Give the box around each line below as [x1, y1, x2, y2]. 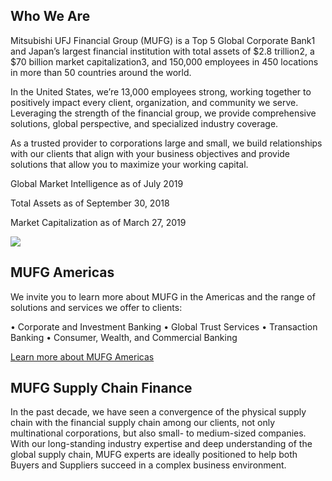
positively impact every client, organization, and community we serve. [10, 96, 299, 108]
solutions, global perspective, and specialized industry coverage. [10, 117, 279, 129]
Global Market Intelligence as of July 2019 [10, 177, 184, 189]
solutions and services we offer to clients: [10, 301, 183, 313]
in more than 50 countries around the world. [10, 66, 192, 78]
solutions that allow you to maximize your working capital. [10, 158, 249, 170]
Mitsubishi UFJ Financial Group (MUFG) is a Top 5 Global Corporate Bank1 [10, 34, 316, 46]
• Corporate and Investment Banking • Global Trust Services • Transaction [10, 320, 318, 333]
